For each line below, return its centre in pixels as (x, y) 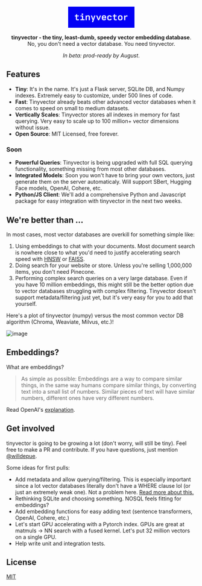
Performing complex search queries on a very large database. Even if (101, 278)
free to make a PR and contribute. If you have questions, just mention (92, 449)
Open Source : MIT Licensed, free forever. (67, 134)
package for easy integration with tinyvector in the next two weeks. (99, 201)
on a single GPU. (36, 537)
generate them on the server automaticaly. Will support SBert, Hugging (103, 182)
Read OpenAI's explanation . (41, 409)
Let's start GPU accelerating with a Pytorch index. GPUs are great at (100, 524)
